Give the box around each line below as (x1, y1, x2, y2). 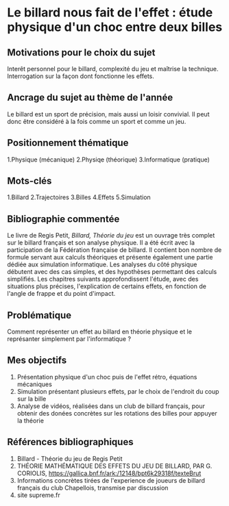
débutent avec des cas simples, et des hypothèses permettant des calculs (7, 268, 217, 276)
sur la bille (16, 394, 47, 403)
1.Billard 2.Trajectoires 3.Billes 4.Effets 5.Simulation (7, 193, 151, 201)
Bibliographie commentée (7, 213, 120, 225)
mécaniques (16, 380, 53, 388)
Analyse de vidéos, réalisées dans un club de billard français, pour (16, 402, 206, 410)
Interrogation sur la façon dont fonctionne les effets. (7, 72, 154, 80)
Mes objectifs (7, 355, 67, 366)
